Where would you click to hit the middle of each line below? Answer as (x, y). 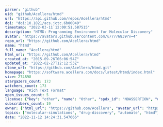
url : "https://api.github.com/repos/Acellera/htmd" (58, 18)
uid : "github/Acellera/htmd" (34, 14)
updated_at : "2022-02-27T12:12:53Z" (42, 63)
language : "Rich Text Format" (36, 90)
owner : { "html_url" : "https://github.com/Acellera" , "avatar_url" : (75, 108)
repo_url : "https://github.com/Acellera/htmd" (53, 41)
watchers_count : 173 (26, 86)
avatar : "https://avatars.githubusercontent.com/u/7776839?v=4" (71, 37)
